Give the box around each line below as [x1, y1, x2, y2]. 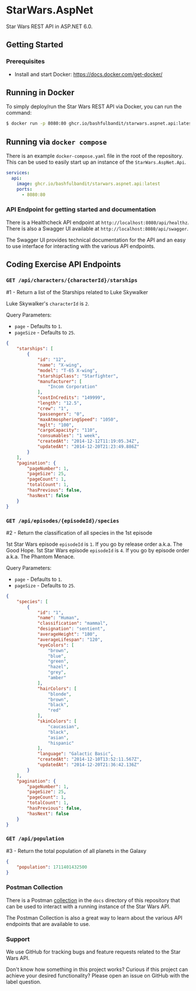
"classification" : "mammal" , [37, 621, 108, 627]
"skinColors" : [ [37, 718, 77, 724]
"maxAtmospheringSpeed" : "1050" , [37, 417, 118, 422]
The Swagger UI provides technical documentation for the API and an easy [6, 236, 186, 243]
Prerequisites [6, 57, 45, 66]
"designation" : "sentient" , [37, 626, 106, 632]
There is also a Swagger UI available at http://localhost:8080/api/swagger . [6, 225, 188, 232]
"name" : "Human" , [37, 615, 80, 621]
